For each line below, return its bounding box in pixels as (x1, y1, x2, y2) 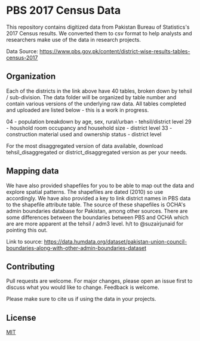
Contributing (6, 261, 55, 272)
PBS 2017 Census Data (6, 4, 121, 17)
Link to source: (6, 238, 43, 245)
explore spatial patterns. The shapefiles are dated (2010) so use (6, 188, 164, 195)
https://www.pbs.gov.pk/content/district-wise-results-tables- (39, 47, 190, 54)
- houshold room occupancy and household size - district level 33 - (6, 124, 173, 132)
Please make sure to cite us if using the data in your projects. (6, 296, 156, 303)
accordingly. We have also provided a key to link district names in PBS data (6, 194, 191, 202)
